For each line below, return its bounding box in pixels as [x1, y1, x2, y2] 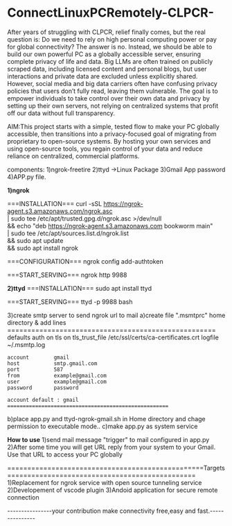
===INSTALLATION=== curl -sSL [7, 199, 102, 207]
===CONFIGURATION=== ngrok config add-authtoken [7, 257, 164, 265]
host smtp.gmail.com [7, 359, 98, 367]
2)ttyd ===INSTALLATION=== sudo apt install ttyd [7, 284, 152, 292]
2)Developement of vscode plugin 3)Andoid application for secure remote [7, 486, 218, 494]
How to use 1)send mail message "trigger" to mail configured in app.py [7, 435, 210, 443]
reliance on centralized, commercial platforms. [7, 151, 140, 160]
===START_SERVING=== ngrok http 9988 [7, 271, 127, 279]
